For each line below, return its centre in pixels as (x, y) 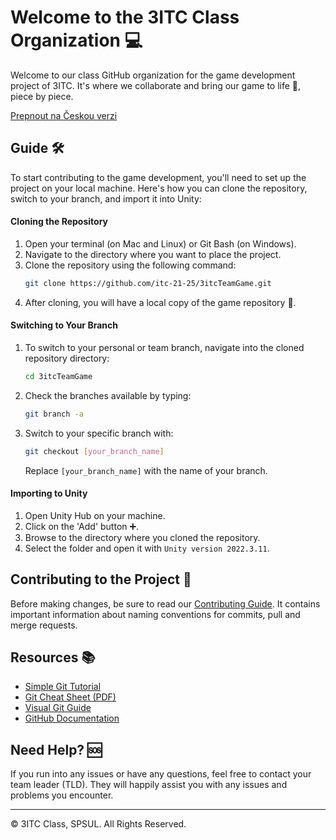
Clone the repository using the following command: (130, 265)
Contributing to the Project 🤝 (101, 579)
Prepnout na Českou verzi (64, 115)
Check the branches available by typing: (108, 395)
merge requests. (44, 625)
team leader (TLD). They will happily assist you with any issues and (149, 785)
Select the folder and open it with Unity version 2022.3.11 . (147, 548)
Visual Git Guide (58, 708)
